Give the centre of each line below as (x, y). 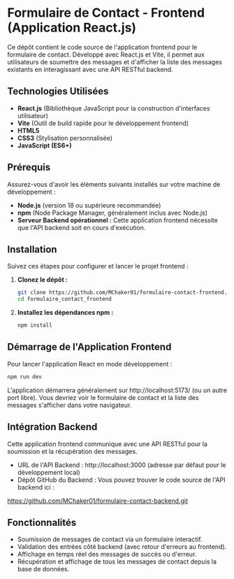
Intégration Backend (52, 427)
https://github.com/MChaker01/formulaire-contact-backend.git (98, 501)
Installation (32, 249)
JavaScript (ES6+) (44, 145)
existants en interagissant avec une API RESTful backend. (90, 69)
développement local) (49, 472)
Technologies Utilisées (58, 91)
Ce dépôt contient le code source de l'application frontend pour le (102, 47)
